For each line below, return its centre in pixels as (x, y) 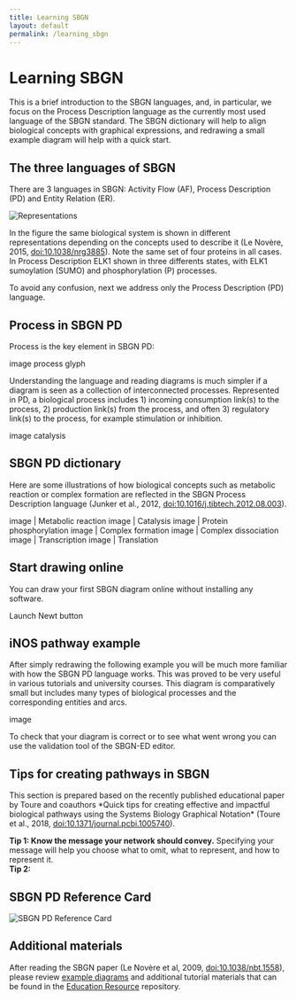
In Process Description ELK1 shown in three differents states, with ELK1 (138, 262)
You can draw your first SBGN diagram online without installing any (131, 589)
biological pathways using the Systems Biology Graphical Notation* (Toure (145, 814)
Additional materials (66, 946)
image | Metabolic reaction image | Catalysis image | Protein (118, 520)
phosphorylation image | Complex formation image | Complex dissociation (144, 530)
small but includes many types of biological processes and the (123, 693)
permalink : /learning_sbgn (59, 34)
